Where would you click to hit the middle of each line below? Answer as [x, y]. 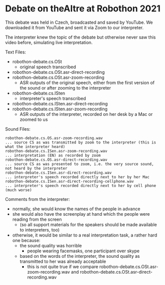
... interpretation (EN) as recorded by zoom [53, 155]
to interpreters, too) [40, 230]
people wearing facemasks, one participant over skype [83, 251]
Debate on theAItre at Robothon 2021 [83, 9]
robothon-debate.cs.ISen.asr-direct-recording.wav [58, 173]
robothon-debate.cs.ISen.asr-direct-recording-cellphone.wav [70, 181]
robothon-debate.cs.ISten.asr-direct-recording [60, 103]
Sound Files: [18, 129]
